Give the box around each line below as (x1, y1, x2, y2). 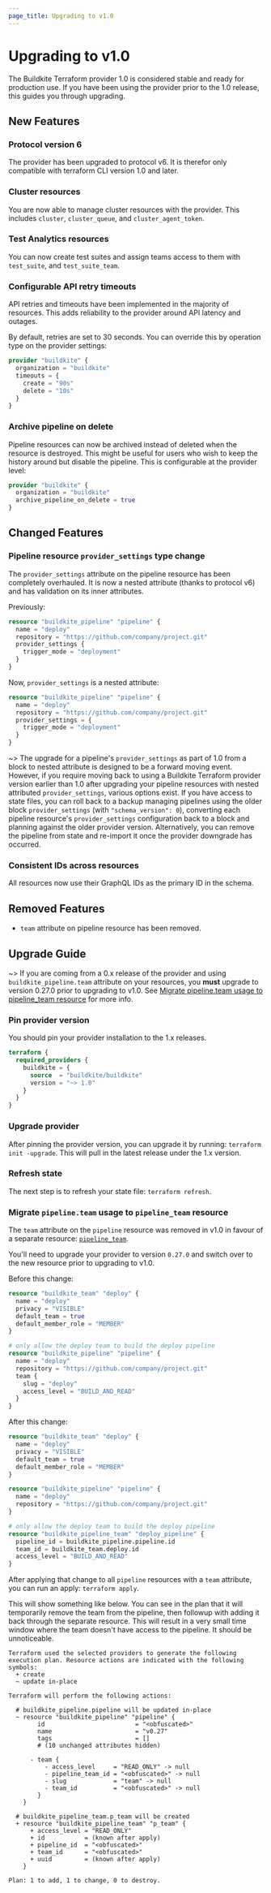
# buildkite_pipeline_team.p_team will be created (15, 1813, 190, 1821)
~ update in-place (15, 1678, 78, 1686)
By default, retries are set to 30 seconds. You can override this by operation (8, 332, 261, 342)
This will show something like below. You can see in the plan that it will (8, 1599, 243, 1609)
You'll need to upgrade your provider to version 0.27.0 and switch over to (8, 1249, 253, 1259)
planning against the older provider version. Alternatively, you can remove (8, 822, 255, 832)
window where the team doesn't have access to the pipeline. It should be (8, 1625, 252, 1635)
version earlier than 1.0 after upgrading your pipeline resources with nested (8, 779, 259, 788)
